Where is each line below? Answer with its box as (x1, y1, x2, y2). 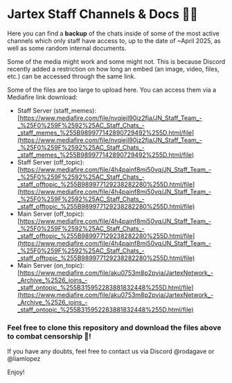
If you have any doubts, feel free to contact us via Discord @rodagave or (7, 347, 215, 356)
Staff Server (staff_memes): (17, 106, 97, 114)
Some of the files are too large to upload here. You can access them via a (7, 85, 217, 94)
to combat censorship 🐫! (7, 331, 91, 341)
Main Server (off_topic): (17, 210, 85, 218)
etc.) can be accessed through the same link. (7, 72, 136, 80)
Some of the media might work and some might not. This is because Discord (7, 57, 226, 65)
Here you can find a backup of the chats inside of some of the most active (7, 29, 220, 37)
